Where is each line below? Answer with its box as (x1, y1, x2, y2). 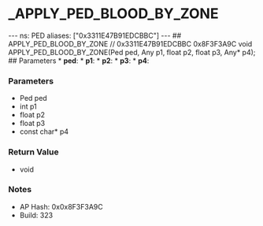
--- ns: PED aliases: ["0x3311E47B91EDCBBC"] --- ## (8, 31, 182, 40)
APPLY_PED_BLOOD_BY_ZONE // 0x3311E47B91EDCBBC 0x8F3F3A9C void (8, 39, 253, 48)
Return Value (8, 146, 59, 157)
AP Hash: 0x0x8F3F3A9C (19, 202, 104, 211)
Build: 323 (19, 210, 54, 220)
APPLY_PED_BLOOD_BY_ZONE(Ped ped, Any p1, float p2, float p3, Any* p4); (8, 47, 256, 57)
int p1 (19, 102, 37, 111)
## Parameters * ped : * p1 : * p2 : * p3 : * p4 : (8, 56, 150, 65)
